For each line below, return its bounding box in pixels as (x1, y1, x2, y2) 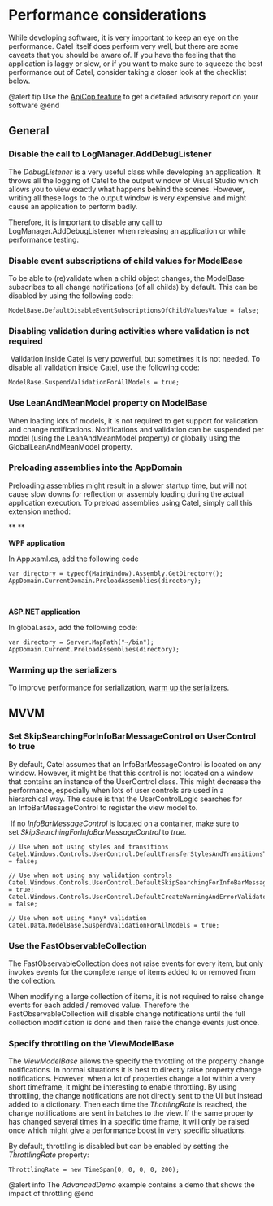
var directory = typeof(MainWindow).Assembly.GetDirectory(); (8, 569, 223, 577)
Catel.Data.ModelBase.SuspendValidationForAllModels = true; (8, 921, 220, 929)
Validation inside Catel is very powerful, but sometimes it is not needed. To (10, 354, 261, 364)
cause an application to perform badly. (8, 201, 138, 211)
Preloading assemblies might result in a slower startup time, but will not (8, 480, 247, 490)
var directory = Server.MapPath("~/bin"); (8, 638, 154, 647)
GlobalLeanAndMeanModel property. (8, 441, 132, 451)
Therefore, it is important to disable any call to (8, 217, 162, 227)
